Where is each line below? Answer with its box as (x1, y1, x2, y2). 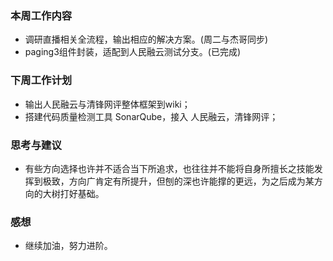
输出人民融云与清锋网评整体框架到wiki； (24, 98, 191, 110)
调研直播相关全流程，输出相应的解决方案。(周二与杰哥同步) (24, 33, 269, 46)
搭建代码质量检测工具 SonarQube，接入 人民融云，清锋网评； (24, 110, 279, 122)
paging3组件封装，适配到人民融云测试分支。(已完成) (24, 46, 242, 58)
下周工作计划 (10, 73, 73, 87)
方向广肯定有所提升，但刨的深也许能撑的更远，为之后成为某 (68, 175, 315, 187)
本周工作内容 (10, 8, 73, 22)
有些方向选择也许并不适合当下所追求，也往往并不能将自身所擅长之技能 (24, 162, 315, 174)
